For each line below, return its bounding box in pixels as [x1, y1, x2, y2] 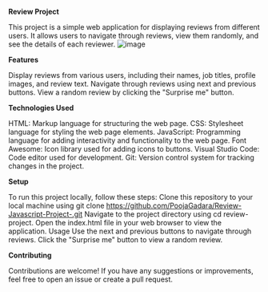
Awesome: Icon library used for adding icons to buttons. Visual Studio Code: [8, 144, 260, 153]
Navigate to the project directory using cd [84, 209, 222, 219]
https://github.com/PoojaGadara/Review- [106, 201, 242, 210]
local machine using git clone [8, 201, 105, 210]
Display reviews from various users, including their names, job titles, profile [8, 71, 256, 79]
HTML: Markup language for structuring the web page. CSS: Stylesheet [8, 119, 244, 128]
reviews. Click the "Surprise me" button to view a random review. [8, 235, 223, 244]
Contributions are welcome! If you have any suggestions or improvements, [8, 266, 254, 275]
